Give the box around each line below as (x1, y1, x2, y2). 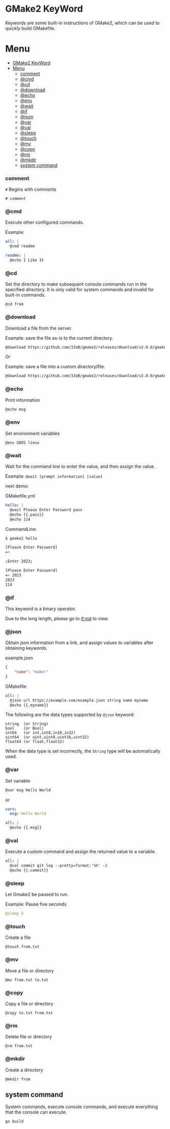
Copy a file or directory (5, 1001, 54, 1007)
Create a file (5, 934, 31, 941)
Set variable (5, 778, 30, 784)
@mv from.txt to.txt (5, 977, 49, 982)
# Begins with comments (5, 186, 57, 193)
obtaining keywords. (5, 645, 48, 651)
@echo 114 (10, 517, 30, 522)
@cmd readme (10, 244, 35, 249)
